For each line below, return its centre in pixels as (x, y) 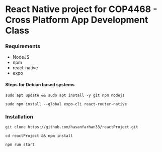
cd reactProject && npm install (39, 136)
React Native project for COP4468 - (81, 9)
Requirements (23, 46)
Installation (19, 116)
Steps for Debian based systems (40, 85)
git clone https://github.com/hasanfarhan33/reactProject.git (72, 127)
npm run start (20, 144)
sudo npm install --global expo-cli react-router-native (66, 104)
